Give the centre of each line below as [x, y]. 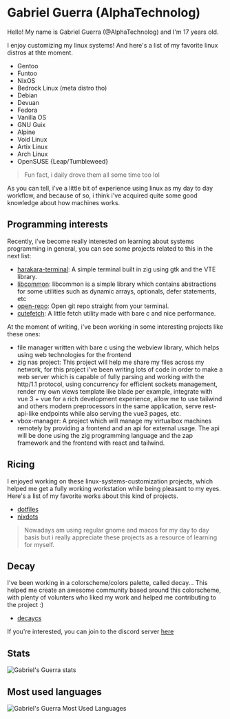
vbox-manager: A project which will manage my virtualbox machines [114, 421]
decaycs [29, 618]
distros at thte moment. [40, 52]
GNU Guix [31, 124]
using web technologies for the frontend [74, 354]
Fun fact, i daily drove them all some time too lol [92, 175]
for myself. [39, 544]
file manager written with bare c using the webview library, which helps [118, 347]
